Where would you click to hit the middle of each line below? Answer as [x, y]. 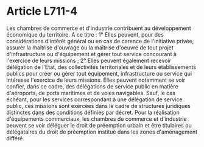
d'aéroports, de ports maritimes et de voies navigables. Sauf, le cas [91, 93]
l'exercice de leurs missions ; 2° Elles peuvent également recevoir [89, 60]
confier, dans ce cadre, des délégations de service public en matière [92, 86]
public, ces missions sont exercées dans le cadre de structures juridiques [98, 106]
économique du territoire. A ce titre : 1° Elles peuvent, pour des [85, 34]
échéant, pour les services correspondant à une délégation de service [94, 99]
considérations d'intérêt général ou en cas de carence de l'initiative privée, [100, 41]
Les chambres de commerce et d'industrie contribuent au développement [99, 28]
